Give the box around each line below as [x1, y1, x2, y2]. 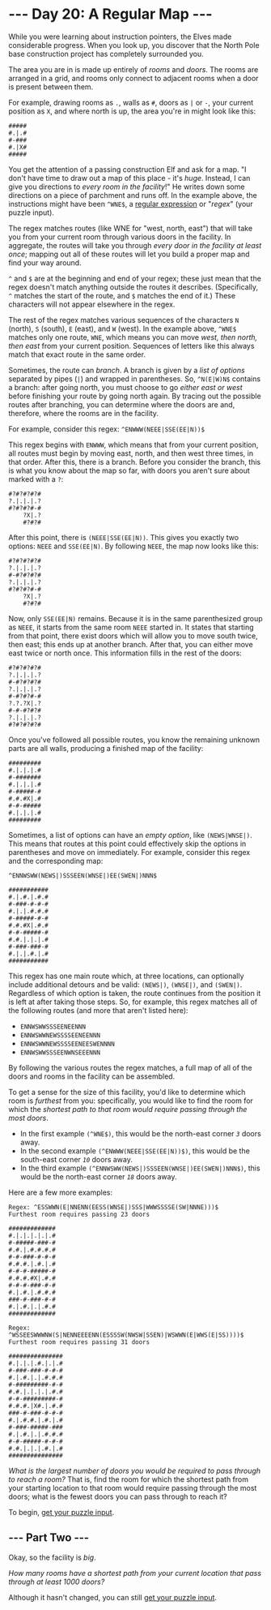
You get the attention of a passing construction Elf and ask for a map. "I [8, 164, 247, 174]
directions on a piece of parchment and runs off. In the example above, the [8, 190, 257, 200]
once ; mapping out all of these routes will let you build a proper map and [8, 249, 250, 259]
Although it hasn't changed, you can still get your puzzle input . [8, 1592, 217, 1602]
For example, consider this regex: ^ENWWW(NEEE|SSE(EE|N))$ [8, 423, 205, 434]
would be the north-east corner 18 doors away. [19, 1171, 177, 1181]
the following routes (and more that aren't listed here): [8, 1005, 188, 1015]
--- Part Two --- [8, 1531, 90, 1545]
